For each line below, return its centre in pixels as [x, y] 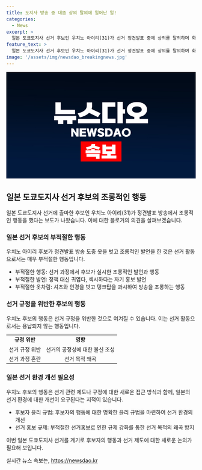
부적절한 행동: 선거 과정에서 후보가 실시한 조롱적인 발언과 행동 [87, 272]
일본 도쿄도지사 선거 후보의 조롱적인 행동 [76, 197]
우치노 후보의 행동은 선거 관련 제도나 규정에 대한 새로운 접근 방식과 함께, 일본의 [98, 392]
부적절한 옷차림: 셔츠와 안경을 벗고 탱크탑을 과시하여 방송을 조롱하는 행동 [100, 287]
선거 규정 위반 [25, 349]
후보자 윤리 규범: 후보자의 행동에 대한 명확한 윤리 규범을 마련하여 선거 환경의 [104, 412]
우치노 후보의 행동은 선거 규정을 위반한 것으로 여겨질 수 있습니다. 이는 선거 [93, 318]
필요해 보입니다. [25, 447]
